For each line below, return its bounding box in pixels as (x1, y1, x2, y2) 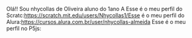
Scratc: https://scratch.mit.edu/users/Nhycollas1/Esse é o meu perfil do (6, 12, 185, 19)
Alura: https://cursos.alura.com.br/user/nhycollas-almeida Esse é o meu (6, 18, 186, 25)
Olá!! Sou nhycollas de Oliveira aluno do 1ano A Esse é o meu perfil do (6, 6, 183, 12)
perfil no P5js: (6, 25, 42, 32)
